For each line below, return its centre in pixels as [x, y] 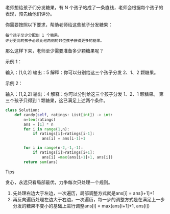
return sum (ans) [41, 162]
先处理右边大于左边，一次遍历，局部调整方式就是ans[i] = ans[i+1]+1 [83, 193]
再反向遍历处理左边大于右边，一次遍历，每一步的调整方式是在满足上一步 [89, 199]
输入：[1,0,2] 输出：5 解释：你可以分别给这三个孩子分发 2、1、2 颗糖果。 [82, 72]
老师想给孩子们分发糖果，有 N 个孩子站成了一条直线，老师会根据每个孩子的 [84, 7]
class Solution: [22, 110]
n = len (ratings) [40, 119]
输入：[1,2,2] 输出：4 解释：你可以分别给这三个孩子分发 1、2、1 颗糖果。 [82, 94]
